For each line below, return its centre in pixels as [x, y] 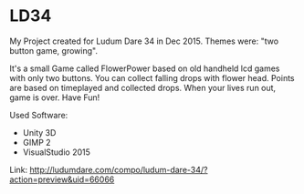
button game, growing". [54, 50]
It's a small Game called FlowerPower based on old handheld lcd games [145, 68]
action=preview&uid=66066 [62, 179]
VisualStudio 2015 [57, 152]
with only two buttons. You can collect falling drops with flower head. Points [152, 77]
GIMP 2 [37, 142]
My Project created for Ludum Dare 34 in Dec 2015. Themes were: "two [144, 41]
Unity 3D [39, 132]
